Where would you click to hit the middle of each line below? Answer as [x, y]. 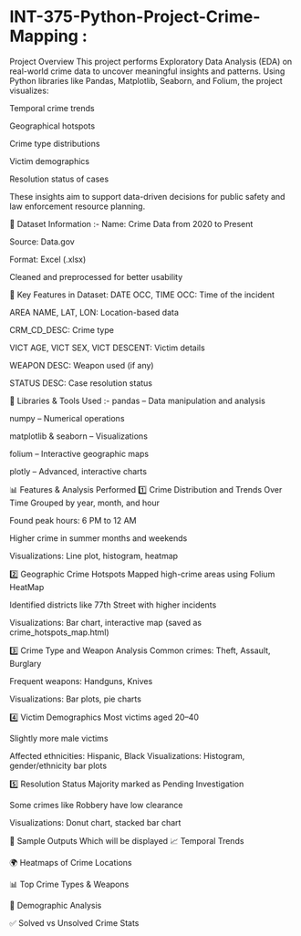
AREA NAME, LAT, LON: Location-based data [94, 312]
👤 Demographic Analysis [56, 905]
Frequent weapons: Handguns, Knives [81, 681]
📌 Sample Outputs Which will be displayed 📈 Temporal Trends [127, 840]
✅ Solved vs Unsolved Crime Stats [74, 922]
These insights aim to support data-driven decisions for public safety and [147, 196]
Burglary [26, 663]
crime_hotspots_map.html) [59, 632]
